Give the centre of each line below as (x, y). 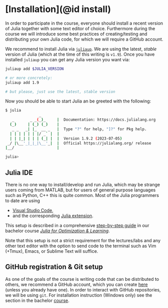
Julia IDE (19, 173)
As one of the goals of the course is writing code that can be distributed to (82, 279)
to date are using (23, 200)
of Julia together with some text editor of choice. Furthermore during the (80, 28)
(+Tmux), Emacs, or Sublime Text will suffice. (52, 251)
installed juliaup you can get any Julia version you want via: (68, 59)
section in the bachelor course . (37, 300)
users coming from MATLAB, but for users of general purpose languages (80, 190)
